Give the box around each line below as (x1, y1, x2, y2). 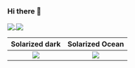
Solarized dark (11, 39, 61, 49)
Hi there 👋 (7, 6, 42, 16)
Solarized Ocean (67, 39, 124, 49)
